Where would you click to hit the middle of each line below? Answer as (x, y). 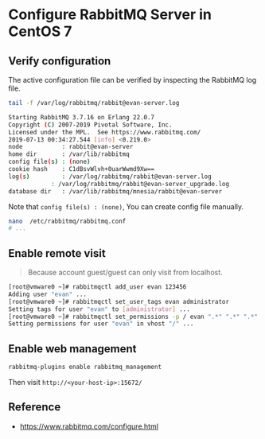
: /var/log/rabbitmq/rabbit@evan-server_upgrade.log (140, 184)
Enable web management (72, 349)
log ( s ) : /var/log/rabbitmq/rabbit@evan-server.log (110, 177)
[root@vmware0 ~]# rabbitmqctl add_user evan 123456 (97, 287)
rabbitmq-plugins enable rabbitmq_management (85, 367)
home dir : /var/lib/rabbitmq (69, 154)
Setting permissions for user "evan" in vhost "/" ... (101, 324)
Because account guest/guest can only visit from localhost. (125, 273)
